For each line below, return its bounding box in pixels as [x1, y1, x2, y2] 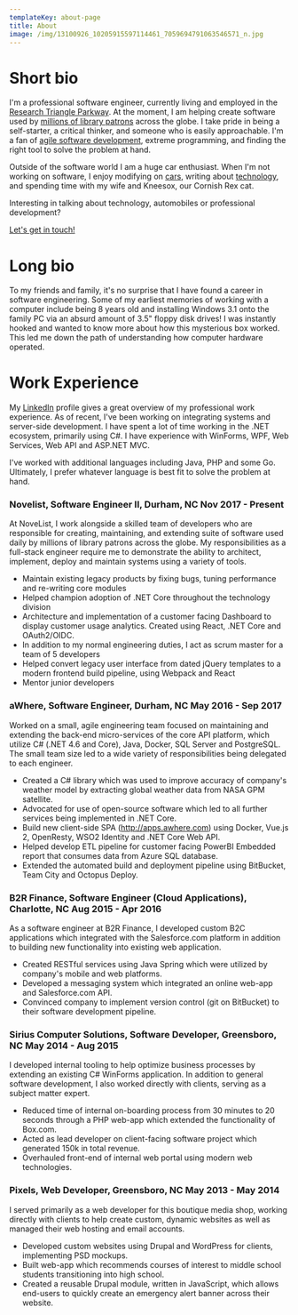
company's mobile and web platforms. [21, 968, 162, 979]
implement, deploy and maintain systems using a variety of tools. [9, 557, 247, 567]
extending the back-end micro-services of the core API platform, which [9, 729, 271, 740]
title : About [9, 21, 58, 30]
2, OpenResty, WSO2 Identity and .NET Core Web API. [21, 831, 221, 842]
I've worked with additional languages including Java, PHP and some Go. [9, 457, 277, 468]
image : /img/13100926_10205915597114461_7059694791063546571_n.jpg [9, 29, 264, 38]
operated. [9, 341, 45, 352]
